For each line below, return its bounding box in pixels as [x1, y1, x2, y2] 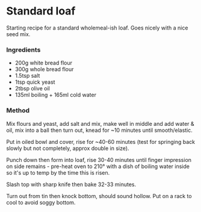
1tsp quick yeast [14, 78, 55, 86]
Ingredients [6, 45, 41, 54]
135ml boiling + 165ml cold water [14, 92, 96, 99]
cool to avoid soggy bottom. [6, 199, 76, 206]
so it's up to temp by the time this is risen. [6, 169, 110, 176]
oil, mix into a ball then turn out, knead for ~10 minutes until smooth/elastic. [6, 126, 193, 134]
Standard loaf [6, 4, 76, 18]
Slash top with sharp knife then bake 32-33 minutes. [6, 181, 137, 188]
